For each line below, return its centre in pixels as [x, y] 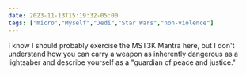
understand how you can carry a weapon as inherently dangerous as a [123, 54]
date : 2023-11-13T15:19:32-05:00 [63, 15]
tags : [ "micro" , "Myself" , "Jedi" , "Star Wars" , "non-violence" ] [111, 23]
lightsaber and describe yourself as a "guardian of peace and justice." [122, 62]
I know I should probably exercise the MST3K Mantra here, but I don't [121, 45]
